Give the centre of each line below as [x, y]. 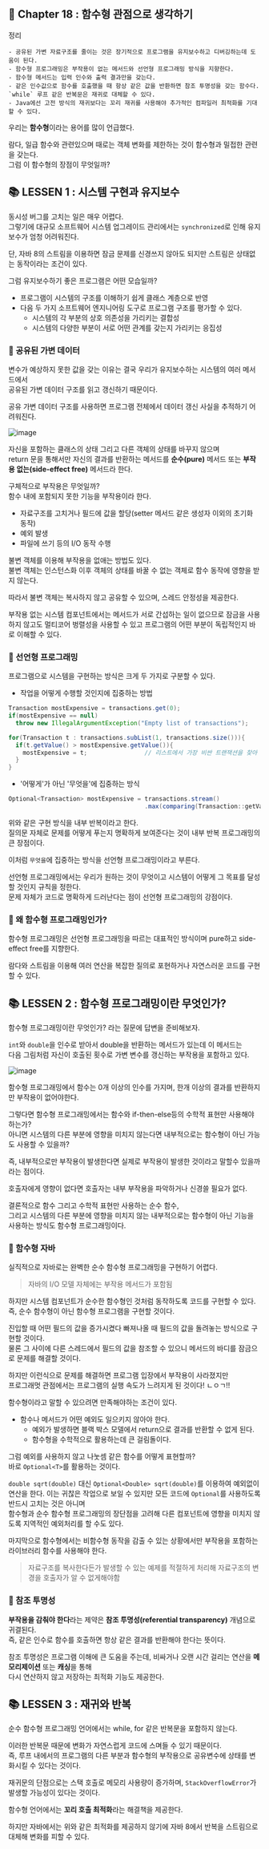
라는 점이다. [27, 1172]
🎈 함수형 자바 [32, 1248]
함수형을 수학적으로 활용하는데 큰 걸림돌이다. [101, 1439]
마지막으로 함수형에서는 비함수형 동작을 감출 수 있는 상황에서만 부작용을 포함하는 [133, 1540]
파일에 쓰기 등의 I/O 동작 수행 [65, 543]
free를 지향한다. [54, 949]
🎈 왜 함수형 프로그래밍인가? [58, 919]
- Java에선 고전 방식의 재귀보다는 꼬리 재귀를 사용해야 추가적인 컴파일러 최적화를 [126, 103]
